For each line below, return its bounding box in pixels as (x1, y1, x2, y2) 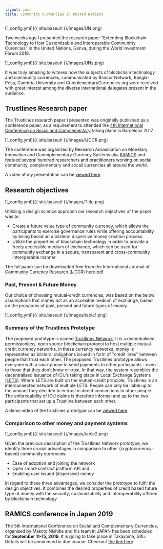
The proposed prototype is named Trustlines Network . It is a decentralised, (5, 335, 156, 341)
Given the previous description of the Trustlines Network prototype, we (5, 440, 148, 446)
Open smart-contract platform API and (12, 466, 90, 472)
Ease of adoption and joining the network (12, 460, 95, 466)
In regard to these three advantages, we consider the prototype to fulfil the (5, 480, 156, 486)
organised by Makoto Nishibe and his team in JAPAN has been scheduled (5, 528, 153, 534)
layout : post (5, 7, 32, 12)
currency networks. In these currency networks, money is (18, 346, 134, 352)
